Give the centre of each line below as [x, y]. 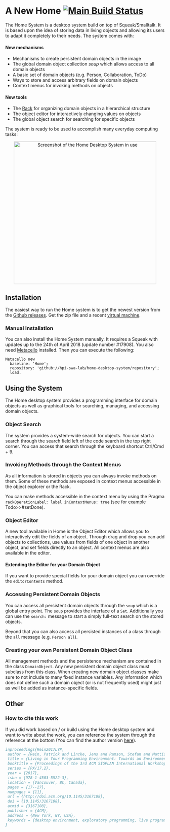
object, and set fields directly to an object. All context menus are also [77, 547]
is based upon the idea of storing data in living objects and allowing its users [85, 30]
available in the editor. [28, 553]
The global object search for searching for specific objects [74, 119]
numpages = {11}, [26, 792]
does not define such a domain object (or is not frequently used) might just [83, 682]
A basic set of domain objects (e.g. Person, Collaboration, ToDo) [80, 75]
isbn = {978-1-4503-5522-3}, [38, 778]
